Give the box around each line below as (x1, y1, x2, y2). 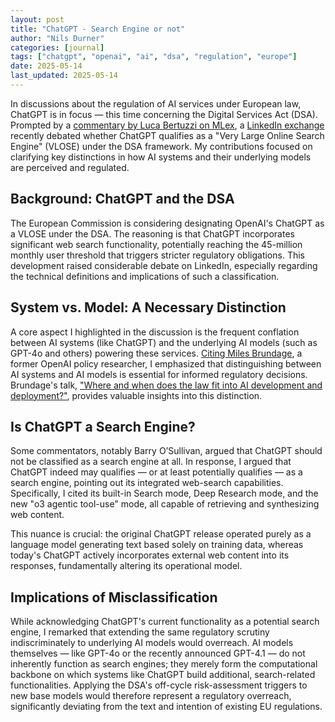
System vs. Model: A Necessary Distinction (10, 299, 287, 316)
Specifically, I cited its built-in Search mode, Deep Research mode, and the (10, 487, 319, 500)
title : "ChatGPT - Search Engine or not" (10, 24, 186, 34)
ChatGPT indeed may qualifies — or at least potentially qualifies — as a (10, 466, 303, 478)
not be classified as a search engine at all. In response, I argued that (10, 456, 292, 468)
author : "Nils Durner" (10, 33, 105, 43)
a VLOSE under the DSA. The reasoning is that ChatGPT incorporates (10, 227, 295, 240)
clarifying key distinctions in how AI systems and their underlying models (10, 151, 312, 163)
